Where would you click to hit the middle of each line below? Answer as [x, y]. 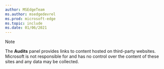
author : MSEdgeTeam [25, 10]
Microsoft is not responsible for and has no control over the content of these [82, 56]
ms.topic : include [24, 23]
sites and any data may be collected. [42, 62]
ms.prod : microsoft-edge [30, 19]
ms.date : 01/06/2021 [26, 28]
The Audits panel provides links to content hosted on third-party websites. [80, 51]
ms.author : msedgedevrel [30, 14]
